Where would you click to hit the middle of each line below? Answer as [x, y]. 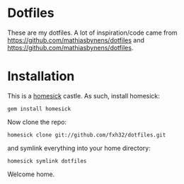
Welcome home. [31, 174]
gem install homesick [39, 109]
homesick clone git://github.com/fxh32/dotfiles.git [87, 135]
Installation [41, 76]
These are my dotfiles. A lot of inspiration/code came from [93, 33]
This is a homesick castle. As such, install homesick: [84, 96]
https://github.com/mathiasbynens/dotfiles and [76, 40]
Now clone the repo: [37, 122]
